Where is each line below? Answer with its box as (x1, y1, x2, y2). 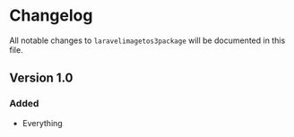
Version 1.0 (9, 71, 73, 86)
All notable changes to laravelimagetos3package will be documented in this (9, 35, 286, 46)
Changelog (9, 5, 93, 26)
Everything (22, 117, 63, 128)
